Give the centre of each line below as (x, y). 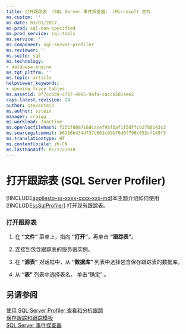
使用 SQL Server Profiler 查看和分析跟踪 (55, 310)
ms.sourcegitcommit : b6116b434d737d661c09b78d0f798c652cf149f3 (86, 133)
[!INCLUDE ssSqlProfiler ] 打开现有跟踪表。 (57, 206)
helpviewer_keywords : (33, 84)
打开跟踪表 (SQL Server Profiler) (86, 181)
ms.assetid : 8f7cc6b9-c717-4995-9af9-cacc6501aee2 (70, 94)
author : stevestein (30, 105)
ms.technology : (25, 61)
